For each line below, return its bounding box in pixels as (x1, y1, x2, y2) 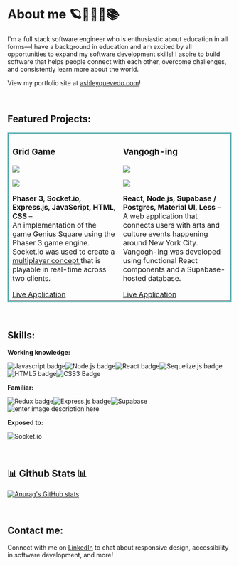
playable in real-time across (12, 265, 107, 274)
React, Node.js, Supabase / (123, 193, 217, 203)
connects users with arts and (123, 220, 221, 230)
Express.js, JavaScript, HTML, (12, 202, 116, 212)
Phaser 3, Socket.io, (12, 193, 82, 203)
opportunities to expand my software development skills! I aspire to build (7, 50, 221, 58)
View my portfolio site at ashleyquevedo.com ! (7, 78, 141, 87)
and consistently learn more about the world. (7, 65, 139, 73)
